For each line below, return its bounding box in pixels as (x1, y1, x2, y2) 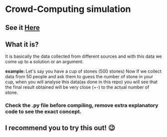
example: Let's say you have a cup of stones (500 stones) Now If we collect (5, 68, 162, 74)
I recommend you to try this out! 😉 (5, 124, 116, 132)
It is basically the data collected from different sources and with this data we (5, 53, 162, 59)
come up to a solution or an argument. (5, 59, 84, 65)
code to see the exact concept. (5, 108, 82, 115)
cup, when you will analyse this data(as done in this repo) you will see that (5, 79, 158, 85)
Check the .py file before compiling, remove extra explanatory (5, 102, 159, 109)
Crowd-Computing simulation (5, 3, 131, 15)
